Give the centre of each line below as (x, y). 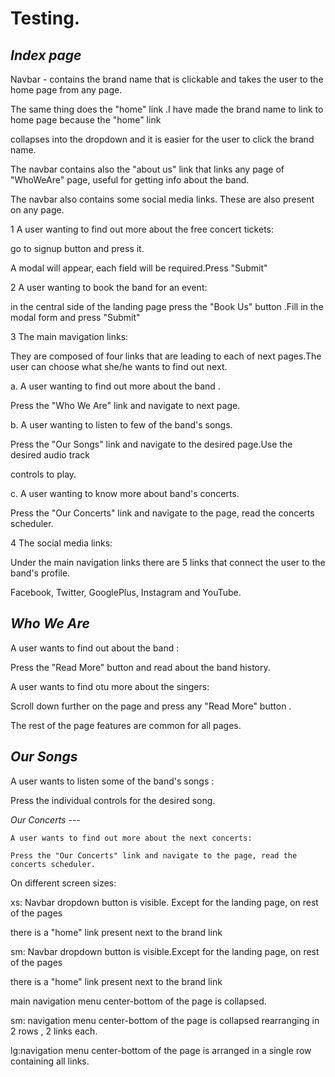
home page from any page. (66, 90)
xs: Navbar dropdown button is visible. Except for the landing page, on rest (164, 902)
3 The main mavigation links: (69, 336)
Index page (46, 55)
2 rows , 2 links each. (54, 1031)
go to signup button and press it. (77, 248)
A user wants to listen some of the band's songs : (112, 781)
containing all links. (50, 1061)
